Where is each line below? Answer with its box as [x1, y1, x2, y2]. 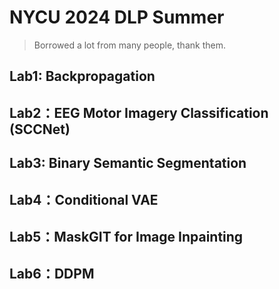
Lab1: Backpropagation [9, 68, 156, 85]
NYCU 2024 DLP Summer [9, 6, 225, 29]
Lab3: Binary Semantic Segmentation [9, 155, 247, 172]
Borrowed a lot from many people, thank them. [33, 39, 226, 51]
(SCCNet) [9, 121, 71, 138]
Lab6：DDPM [9, 266, 95, 283]
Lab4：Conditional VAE [9, 191, 159, 208]
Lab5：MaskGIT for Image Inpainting [9, 228, 244, 245]
